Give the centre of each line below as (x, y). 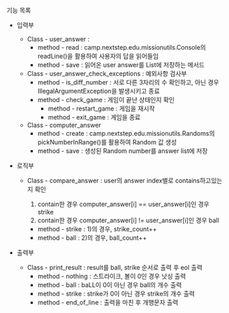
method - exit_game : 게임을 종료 (94, 117)
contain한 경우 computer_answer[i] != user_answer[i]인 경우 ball (128, 220)
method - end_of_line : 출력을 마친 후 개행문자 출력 (108, 302)
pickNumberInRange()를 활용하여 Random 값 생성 (107, 142)
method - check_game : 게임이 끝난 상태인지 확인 (106, 100)
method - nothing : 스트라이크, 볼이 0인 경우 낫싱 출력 (112, 276)
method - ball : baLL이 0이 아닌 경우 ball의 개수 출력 (110, 285)
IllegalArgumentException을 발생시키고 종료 (98, 91)
